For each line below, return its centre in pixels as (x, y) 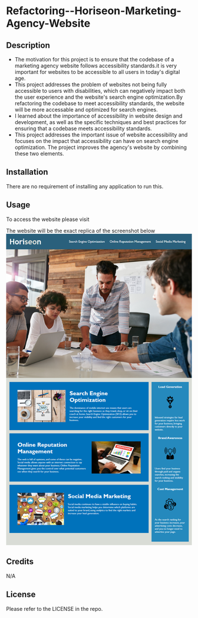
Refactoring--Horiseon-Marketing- (94, 11)
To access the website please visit (48, 219)
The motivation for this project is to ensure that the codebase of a (94, 59)
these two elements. (39, 154)
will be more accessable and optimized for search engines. (86, 110)
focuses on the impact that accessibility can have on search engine (96, 141)
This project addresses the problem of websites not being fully (91, 84)
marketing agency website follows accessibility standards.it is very (96, 66)
